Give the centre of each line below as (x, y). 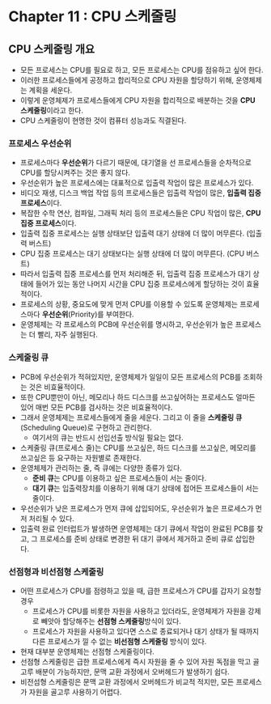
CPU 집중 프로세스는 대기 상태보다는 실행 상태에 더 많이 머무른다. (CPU (132, 254)
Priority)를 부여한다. (103, 314)
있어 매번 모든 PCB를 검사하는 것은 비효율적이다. (96, 407)
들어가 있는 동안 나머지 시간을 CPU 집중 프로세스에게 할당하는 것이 (140, 284)
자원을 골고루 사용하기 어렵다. (75, 692)
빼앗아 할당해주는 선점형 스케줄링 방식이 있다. (111, 621)
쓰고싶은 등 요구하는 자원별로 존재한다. (80, 457)
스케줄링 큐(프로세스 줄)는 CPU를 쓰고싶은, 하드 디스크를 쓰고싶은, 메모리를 (138, 447)
